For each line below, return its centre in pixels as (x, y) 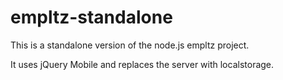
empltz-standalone (91, 17)
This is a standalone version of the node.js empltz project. (130, 45)
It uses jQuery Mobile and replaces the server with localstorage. (142, 64)
